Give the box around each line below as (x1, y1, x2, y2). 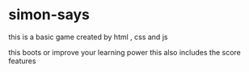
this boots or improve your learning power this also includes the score (8, 47, 241, 57)
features (8, 56, 36, 66)
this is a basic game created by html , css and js (8, 32, 168, 42)
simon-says (8, 6, 91, 24)
